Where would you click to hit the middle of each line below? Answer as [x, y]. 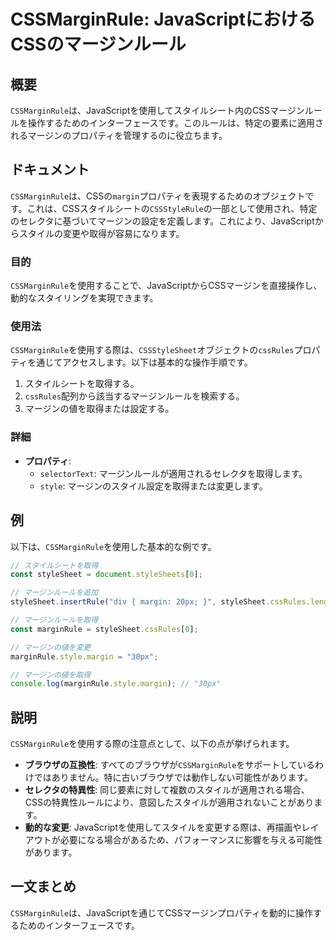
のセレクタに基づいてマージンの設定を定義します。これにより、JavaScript [162, 221]
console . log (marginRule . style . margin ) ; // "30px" [116, 684]
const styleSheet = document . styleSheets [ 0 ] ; [106, 575]
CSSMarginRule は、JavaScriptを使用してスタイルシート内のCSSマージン [157, 110]
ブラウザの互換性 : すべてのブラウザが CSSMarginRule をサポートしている [169, 765]
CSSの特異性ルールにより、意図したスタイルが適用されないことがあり [169, 802]
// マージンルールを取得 [54, 620]
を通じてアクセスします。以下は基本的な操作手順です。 [140, 362]
